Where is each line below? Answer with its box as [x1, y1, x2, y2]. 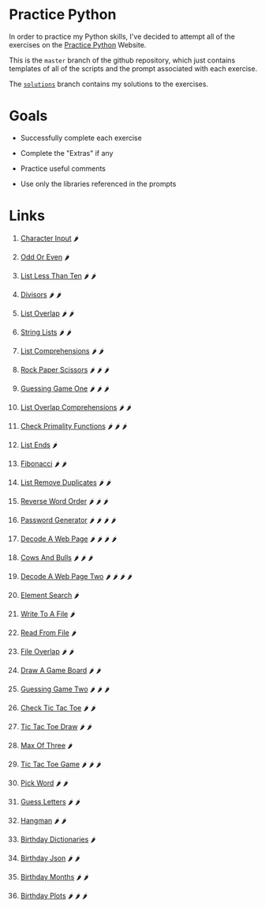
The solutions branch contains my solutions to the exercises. [9, 79, 208, 89]
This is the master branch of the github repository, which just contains [9, 55, 236, 65]
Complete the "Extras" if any [20, 148, 114, 157]
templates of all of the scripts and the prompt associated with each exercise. [9, 63, 258, 73]
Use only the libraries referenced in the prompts [20, 179, 177, 188]
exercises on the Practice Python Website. [9, 40, 147, 49]
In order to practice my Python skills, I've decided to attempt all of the [9, 32, 236, 41]
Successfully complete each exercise [20, 133, 143, 142]
